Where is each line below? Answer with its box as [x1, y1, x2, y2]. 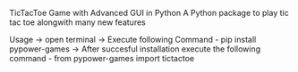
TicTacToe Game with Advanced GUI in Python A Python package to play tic [9, 8, 289, 18]
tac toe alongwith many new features [9, 17, 146, 28]
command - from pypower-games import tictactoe [9, 53, 195, 63]
